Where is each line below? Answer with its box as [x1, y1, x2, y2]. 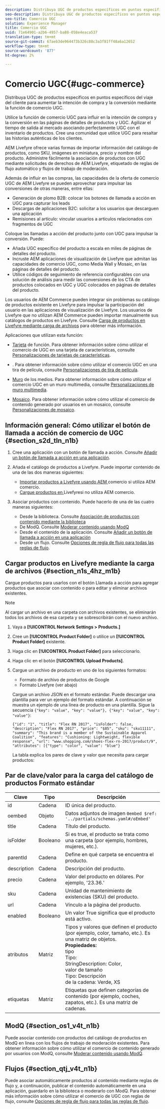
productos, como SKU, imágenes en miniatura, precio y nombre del [5, 150, 141, 156]
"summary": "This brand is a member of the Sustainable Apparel [12, 730, 147, 735]
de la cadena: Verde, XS [65, 978, 120, 985]
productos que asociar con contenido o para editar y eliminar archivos [5, 585, 147, 591]
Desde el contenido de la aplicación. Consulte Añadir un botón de [19, 529, 153, 535]
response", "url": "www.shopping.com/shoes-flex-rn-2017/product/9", [12, 739, 158, 744]
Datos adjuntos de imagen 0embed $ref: [65, 810, 157, 816]
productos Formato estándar [5, 779, 95, 787]
